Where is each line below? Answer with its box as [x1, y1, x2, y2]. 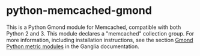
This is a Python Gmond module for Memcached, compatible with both [6, 23, 181, 31]
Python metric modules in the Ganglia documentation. [6, 43, 140, 50]
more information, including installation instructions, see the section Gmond [6, 36, 193, 43]
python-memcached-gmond [6, 4, 152, 17]
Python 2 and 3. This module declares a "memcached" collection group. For [6, 30, 195, 37]
